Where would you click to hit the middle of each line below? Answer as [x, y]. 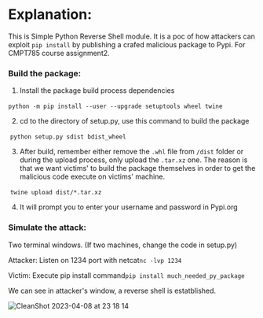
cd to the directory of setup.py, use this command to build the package [134, 121]
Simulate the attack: [47, 227]
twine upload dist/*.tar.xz [56, 193]
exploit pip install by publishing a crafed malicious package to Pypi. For [127, 44]
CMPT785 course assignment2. [59, 53]
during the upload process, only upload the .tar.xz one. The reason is [133, 160]
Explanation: [50, 15]
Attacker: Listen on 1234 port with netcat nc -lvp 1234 [95, 260]
